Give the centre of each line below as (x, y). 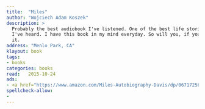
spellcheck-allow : (30, 91)
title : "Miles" (27, 12)
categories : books (30, 68)
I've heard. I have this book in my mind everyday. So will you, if (101, 35)
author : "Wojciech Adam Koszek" (47, 18)
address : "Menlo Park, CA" (41, 46)
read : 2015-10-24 (31, 74)
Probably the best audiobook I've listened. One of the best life (98, 29)
